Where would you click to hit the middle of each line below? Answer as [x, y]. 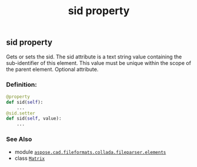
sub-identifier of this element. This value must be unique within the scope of [98, 63]
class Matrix [30, 158]
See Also [19, 139]
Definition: [21, 84]
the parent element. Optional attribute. [52, 69]
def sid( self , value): [34, 119]
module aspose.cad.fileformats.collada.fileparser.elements [90, 152]
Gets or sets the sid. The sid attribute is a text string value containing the [94, 57]
